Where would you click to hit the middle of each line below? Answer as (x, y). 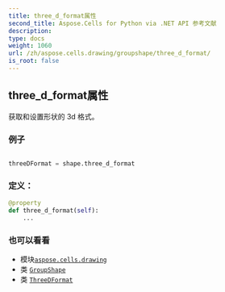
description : (30, 31)
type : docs (27, 38)
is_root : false (34, 61)
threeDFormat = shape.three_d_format (72, 163)
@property (25, 203)
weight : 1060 (30, 46)
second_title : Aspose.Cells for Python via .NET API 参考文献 (112, 23)
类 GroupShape (43, 269)
